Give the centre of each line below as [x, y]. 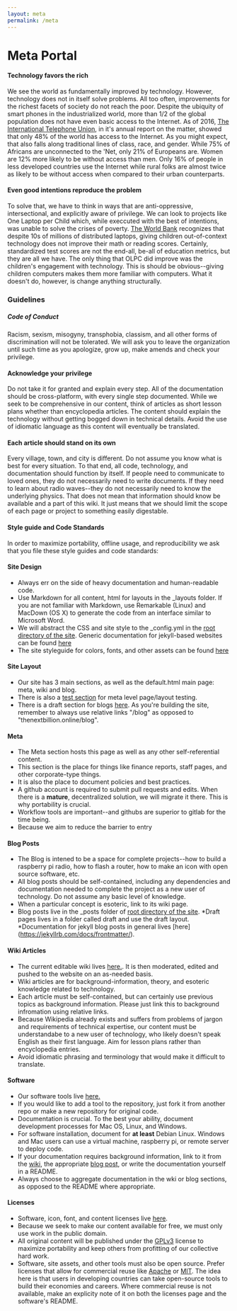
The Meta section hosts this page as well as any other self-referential [118, 752]
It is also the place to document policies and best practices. [104, 782]
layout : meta [27, 14]
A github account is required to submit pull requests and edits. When [117, 790]
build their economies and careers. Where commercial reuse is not [115, 1286]
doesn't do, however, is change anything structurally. [85, 281]
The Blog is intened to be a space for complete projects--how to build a [122, 859]
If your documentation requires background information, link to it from [119, 1156]
